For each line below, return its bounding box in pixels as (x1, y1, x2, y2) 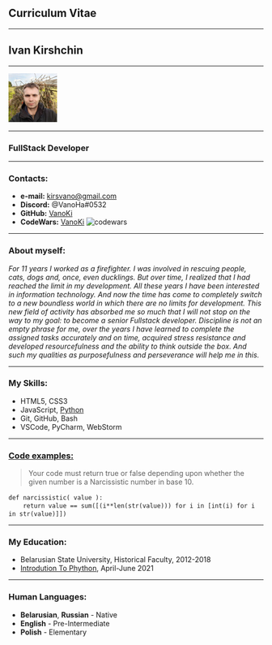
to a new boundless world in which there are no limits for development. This (8, 298, 261, 308)
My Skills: (8, 378, 49, 389)
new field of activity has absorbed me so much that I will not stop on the (8, 306, 251, 316)
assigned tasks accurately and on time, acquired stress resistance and (8, 332, 246, 342)
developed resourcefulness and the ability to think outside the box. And (8, 341, 247, 351)
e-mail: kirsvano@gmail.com (19, 191, 117, 201)
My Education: (8, 536, 67, 548)
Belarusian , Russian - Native (19, 609, 117, 620)
